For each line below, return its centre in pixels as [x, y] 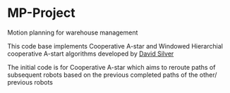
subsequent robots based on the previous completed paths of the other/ [112, 75]
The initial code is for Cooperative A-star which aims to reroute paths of [111, 67]
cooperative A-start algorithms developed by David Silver [91, 54]
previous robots [30, 82]
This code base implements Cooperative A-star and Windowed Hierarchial [115, 46]
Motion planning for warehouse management [73, 32]
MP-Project [41, 13]
